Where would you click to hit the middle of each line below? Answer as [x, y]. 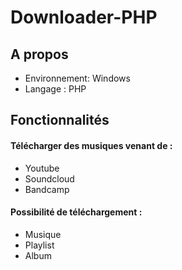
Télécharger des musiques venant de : [91, 145]
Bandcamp [47, 189]
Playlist [39, 245]
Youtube [42, 168]
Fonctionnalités [60, 120]
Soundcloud [49, 178]
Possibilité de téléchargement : [76, 212]
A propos [39, 54]
